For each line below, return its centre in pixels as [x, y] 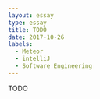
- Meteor [29, 51]
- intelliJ [33, 59]
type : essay [27, 23]
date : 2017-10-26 [36, 37]
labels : [21, 44]
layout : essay [31, 15]
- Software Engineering [54, 66]
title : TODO [27, 30]
